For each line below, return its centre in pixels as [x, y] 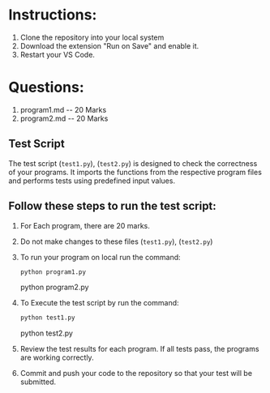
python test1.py [47, 318]
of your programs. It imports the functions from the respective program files [135, 172]
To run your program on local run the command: [100, 257]
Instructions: [53, 15]
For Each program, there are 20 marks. [85, 225]
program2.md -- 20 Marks [64, 118]
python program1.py [53, 272]
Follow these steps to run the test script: [112, 206]
